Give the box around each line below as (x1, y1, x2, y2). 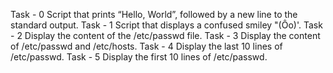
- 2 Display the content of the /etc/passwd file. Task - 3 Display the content (10, 30, 321, 41)
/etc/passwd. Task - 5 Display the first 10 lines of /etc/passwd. (10, 51, 268, 63)
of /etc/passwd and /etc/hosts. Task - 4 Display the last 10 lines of (10, 40, 283, 52)
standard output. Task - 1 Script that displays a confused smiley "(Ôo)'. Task (10, 19, 323, 31)
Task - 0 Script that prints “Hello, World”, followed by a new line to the (10, 9, 298, 20)
